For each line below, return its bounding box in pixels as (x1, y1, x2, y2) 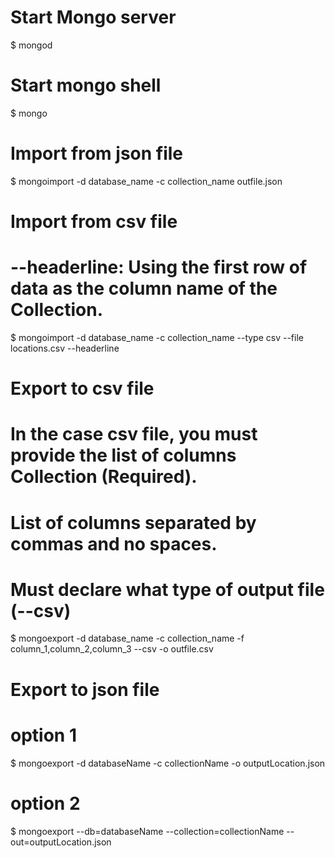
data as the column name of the (10, 277, 278, 300)
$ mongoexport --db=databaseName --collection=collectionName (10, 825, 285, 837)
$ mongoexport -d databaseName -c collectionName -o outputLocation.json (10, 757, 326, 769)
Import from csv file (10, 211, 178, 233)
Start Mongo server (10, 6, 177, 29)
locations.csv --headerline (10, 342, 120, 354)
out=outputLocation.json (10, 836, 112, 848)
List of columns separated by (10, 511, 257, 534)
